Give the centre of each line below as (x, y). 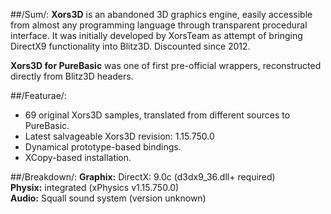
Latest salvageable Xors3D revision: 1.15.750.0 (119, 136)
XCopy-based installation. (78, 157)
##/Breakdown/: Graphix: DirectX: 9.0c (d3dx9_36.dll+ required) (143, 177)
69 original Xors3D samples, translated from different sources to (157, 115)
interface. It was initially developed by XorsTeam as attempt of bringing (156, 35)
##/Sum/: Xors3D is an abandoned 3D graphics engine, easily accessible (161, 14)
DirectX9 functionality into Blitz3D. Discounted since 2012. (130, 46)
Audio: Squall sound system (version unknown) (108, 198)
